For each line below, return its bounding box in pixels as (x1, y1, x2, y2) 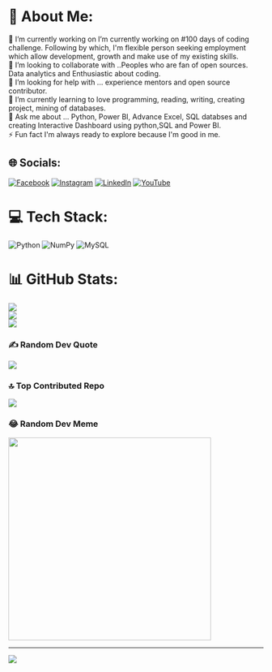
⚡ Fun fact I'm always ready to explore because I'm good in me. (8, 129, 221, 139)
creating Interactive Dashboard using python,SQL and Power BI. (8, 120, 222, 130)
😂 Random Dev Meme (8, 418, 99, 429)
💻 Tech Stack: (8, 207, 108, 226)
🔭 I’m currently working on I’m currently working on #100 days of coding (8, 34, 249, 44)
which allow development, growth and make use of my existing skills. (8, 51, 239, 61)
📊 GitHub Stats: (8, 269, 119, 288)
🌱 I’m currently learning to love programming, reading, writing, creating (8, 94, 245, 104)
